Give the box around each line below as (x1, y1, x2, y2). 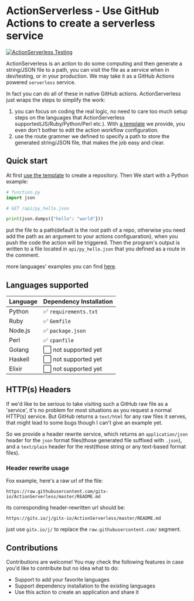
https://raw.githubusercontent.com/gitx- (6, 489, 109, 495)
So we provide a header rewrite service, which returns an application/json (6, 430, 188, 438)
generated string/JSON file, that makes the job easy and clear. (14, 139, 165, 146)
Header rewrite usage (6, 463, 69, 472)
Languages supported (6, 280, 89, 290)
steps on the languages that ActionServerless (14, 113, 125, 121)
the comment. (6, 252, 40, 259)
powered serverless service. (6, 78, 76, 86)
